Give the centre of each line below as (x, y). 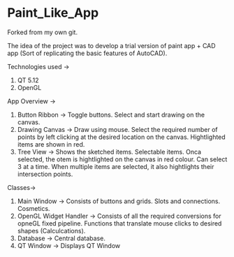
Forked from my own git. (43, 32)
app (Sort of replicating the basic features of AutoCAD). (87, 53)
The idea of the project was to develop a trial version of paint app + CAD (111, 45)
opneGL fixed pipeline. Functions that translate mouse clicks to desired (119, 223)
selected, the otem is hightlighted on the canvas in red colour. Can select (122, 159)
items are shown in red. (51, 144)
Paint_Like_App (53, 13)
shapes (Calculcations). (51, 230)
